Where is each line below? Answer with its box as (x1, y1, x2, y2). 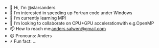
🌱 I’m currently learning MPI (9, 15, 66, 21)
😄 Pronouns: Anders (9, 33, 52, 39)
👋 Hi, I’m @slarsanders (9, 5, 56, 10)
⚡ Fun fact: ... (9, 38, 37, 44)
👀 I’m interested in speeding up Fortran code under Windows (9, 10, 133, 16)
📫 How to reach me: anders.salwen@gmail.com (9, 26, 106, 31)
